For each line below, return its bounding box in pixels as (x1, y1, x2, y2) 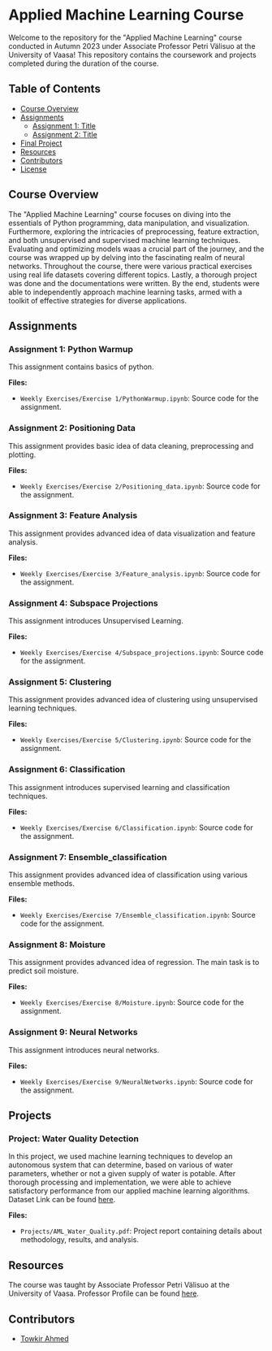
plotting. (8, 450, 37, 459)
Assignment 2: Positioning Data (8, 423, 136, 434)
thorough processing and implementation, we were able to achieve (8, 1177, 231, 1188)
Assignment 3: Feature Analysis (8, 510, 138, 521)
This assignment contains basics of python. (8, 362, 154, 371)
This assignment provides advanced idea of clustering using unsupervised (8, 695, 258, 705)
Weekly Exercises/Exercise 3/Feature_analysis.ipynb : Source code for (19, 568, 261, 578)
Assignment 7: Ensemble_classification (8, 851, 167, 862)
